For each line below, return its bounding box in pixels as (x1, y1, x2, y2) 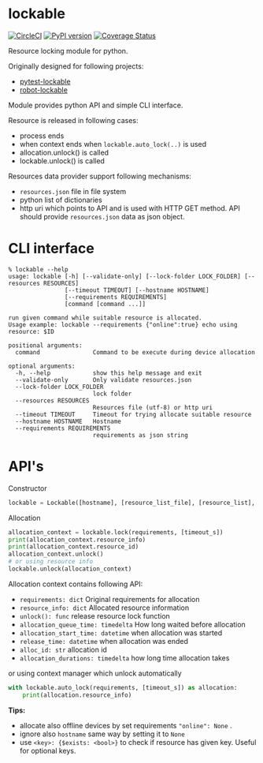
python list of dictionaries (19, 195, 102, 204)
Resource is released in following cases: (8, 115, 139, 125)
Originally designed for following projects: (8, 61, 144, 71)
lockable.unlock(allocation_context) (8, 565, 132, 573)
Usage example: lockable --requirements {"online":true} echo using (8, 320, 238, 328)
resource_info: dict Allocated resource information (19, 603, 190, 612)
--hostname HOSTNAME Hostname (15, 417, 122, 425)
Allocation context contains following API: (8, 579, 143, 589)
